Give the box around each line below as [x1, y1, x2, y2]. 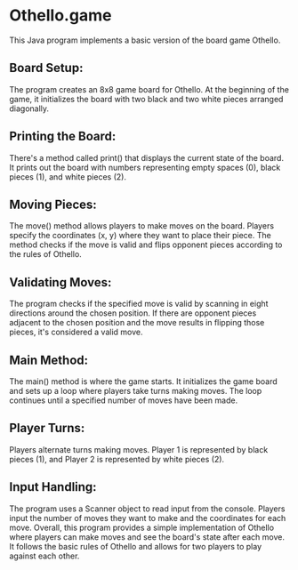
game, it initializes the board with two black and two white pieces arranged [9, 93, 284, 104]
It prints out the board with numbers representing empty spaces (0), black [9, 162, 281, 173]
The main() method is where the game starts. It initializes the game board [9, 376, 278, 387]
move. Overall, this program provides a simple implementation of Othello [9, 522, 274, 533]
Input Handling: [9, 479, 97, 494]
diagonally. [9, 103, 50, 114]
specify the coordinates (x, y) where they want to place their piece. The [9, 230, 271, 241]
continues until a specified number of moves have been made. [9, 395, 238, 405]
